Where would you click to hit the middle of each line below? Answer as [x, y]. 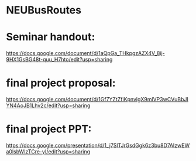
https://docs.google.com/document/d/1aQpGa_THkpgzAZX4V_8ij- [85, 53]
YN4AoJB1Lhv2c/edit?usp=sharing [48, 105]
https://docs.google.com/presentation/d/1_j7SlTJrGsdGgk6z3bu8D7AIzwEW [98, 145]
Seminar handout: [51, 37]
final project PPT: [49, 129]
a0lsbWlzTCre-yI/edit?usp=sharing [48, 152]
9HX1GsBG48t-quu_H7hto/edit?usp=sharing [59, 60]
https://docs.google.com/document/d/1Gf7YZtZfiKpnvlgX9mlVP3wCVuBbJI [97, 100]
